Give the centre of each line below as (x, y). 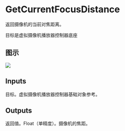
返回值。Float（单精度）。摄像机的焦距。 (48, 123)
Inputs (16, 81)
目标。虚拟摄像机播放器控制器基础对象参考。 (53, 94)
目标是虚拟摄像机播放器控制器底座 (41, 35)
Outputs (19, 110)
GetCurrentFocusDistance (62, 9)
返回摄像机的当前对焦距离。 (35, 24)
